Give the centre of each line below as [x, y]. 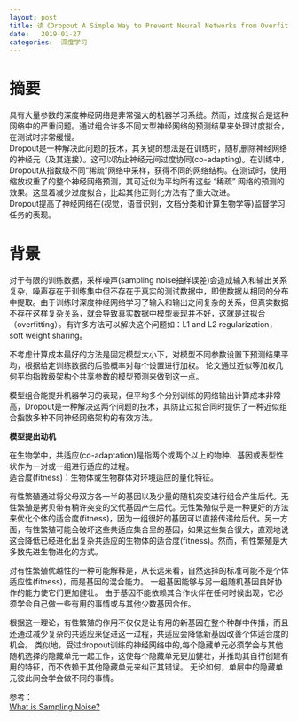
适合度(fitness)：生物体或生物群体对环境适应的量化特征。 [114, 478]
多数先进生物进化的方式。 [56, 552]
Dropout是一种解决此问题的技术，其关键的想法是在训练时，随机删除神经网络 [149, 148]
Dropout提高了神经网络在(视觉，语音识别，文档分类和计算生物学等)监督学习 [147, 204]
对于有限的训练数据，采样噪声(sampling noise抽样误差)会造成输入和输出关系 [149, 280]
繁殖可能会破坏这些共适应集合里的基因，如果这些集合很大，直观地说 [164, 529]
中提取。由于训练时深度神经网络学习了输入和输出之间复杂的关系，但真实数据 [149, 302]
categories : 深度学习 [48, 42]
